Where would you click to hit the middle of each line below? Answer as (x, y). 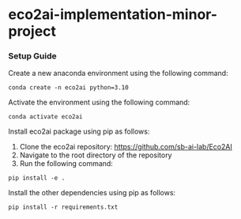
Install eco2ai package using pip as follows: (79, 131)
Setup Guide (32, 56)
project (32, 31)
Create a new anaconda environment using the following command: (118, 74)
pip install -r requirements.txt (63, 207)
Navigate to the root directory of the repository (96, 155)
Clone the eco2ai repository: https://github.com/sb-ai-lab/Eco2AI (126, 147)
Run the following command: (66, 164)
